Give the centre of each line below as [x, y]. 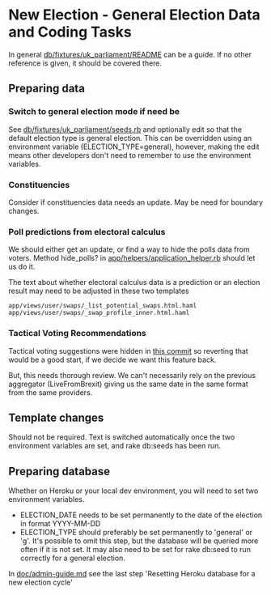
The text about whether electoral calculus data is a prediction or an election [134, 283]
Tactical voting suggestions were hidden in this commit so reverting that [128, 351]
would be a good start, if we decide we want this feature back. [112, 359]
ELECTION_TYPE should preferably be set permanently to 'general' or [136, 533]
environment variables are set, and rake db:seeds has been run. [114, 446]
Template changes [56, 417]
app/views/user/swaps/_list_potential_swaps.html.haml [103, 306]
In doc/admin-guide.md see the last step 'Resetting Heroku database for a [132, 574]
